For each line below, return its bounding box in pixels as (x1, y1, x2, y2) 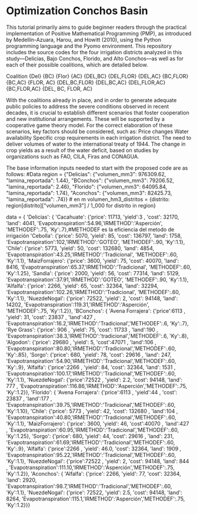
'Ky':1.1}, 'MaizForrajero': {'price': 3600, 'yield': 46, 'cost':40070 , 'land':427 (6, 420, 189, 427)
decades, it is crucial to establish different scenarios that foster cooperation (6, 109, 189, 116)
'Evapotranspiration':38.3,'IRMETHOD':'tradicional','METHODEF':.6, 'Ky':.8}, (6, 332, 189, 340)
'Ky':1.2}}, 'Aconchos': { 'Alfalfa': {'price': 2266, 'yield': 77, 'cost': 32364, (6, 470, 181, 477)
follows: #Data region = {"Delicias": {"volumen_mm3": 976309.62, (6, 170, 166, 177)
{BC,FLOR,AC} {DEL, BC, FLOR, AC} (6, 85, 93, 92)
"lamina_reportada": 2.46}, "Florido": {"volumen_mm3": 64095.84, (6, 183, 168, 190)
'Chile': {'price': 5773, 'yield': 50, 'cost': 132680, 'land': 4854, (6, 245, 155, 252)
